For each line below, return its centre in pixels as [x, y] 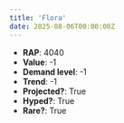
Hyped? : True [48, 100]
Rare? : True [44, 110]
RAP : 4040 [43, 52]
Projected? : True [54, 91]
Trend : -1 [39, 81]
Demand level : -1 [55, 72]
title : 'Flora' [38, 18]
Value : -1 [39, 62]
